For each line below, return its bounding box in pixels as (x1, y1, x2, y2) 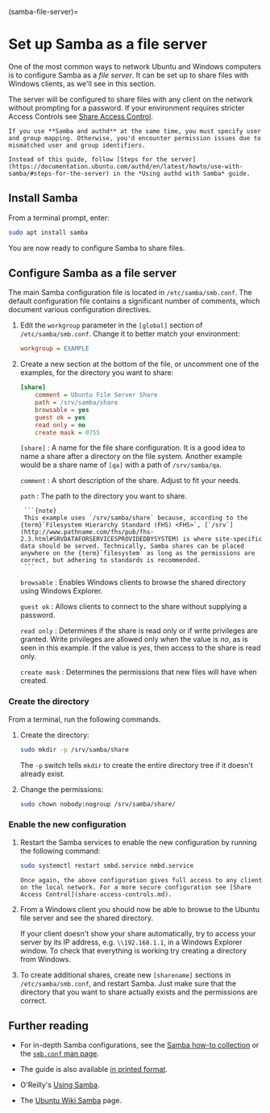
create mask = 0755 (35, 428, 101, 436)
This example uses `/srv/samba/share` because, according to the (23, 514, 248, 523)
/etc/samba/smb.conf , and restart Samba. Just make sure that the (19, 978, 237, 988)
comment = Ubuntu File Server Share (35, 391, 158, 399)
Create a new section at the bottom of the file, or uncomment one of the (19, 359, 260, 369)
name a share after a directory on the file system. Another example (19, 452, 243, 461)
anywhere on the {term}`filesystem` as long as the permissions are (19, 549, 255, 557)
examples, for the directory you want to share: (19, 368, 174, 377)
